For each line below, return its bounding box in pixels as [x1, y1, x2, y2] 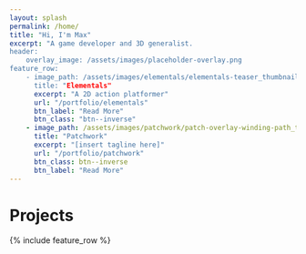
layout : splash [9, 13, 67, 23]
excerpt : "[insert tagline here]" [33, 140, 166, 149]
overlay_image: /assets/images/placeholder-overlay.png [25, 56, 243, 65]
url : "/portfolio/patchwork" [33, 148, 145, 157]
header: [9, 47, 39, 56]
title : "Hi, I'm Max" [9, 30, 92, 39]
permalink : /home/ [9, 22, 79, 31]
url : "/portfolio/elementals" [33, 97, 148, 107]
